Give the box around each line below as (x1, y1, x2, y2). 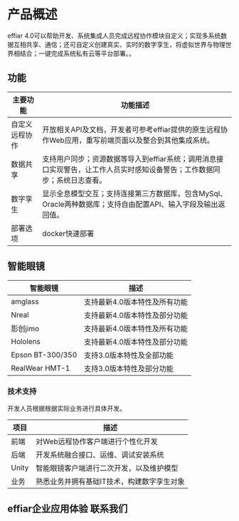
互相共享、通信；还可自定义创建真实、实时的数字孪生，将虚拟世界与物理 (13, 40, 225, 48)
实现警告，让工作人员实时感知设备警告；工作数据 (49, 164, 213, 174)
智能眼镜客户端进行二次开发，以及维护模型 (35, 463, 179, 473)
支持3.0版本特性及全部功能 (84, 350, 174, 360)
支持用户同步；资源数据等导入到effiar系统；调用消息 (42, 154, 217, 163)
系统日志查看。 (56, 175, 107, 185)
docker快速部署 (42, 228, 95, 238)
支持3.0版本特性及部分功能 (84, 363, 174, 373)
